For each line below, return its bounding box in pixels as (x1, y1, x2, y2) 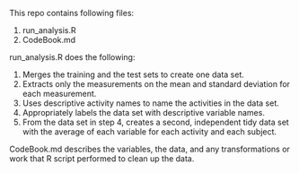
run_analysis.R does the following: (9, 52, 136, 62)
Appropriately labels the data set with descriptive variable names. (22, 108, 265, 117)
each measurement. (22, 89, 97, 99)
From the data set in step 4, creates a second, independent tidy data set (22, 117, 289, 127)
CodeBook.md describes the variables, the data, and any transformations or (9, 143, 290, 154)
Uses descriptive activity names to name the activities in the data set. (22, 98, 280, 108)
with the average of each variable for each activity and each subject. (22, 126, 277, 137)
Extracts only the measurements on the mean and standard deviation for (22, 79, 290, 89)
